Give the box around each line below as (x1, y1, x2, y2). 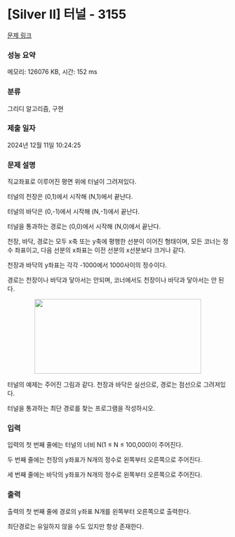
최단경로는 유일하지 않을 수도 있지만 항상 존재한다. (7, 522, 145, 531)
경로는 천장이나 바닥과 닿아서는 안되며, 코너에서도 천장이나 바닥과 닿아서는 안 (7, 276, 217, 285)
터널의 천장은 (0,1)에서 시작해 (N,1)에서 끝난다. (7, 193, 133, 201)
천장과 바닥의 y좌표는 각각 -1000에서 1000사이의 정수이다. (7, 261, 167, 269)
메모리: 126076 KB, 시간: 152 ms (7, 67, 98, 76)
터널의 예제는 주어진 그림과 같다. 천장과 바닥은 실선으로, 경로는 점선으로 (7, 380, 202, 389)
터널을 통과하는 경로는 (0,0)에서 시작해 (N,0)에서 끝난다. (7, 222, 161, 231)
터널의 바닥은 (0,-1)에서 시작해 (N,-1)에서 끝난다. (7, 207, 140, 216)
